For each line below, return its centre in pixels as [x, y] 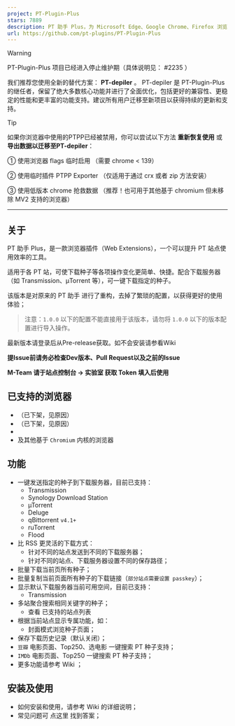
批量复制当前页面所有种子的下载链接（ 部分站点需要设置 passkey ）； [111, 578]
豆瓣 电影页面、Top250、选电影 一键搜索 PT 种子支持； [96, 647]
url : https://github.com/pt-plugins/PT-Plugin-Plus [84, 33]
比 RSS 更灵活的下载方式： [56, 543]
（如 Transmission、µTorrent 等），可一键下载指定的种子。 [91, 281]
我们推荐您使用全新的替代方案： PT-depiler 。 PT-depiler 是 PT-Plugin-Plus [116, 83]
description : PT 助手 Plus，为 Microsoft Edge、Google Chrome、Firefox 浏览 [117, 27]
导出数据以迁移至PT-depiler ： [51, 146]
